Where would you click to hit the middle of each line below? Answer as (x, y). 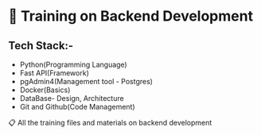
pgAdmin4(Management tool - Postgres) (86, 81)
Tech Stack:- (41, 46)
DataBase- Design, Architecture (72, 98)
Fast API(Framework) (54, 73)
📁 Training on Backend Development (130, 16)
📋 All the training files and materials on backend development (110, 123)
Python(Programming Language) (73, 64)
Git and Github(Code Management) (77, 107)
